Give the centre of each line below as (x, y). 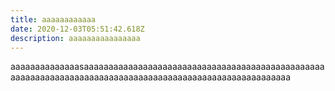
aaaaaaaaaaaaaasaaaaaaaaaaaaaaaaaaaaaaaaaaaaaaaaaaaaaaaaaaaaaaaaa (167, 67)
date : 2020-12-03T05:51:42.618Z (77, 29)
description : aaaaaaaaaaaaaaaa (75, 38)
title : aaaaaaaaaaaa (53, 19)
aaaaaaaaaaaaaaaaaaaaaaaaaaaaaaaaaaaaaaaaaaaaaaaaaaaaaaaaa (151, 77)
